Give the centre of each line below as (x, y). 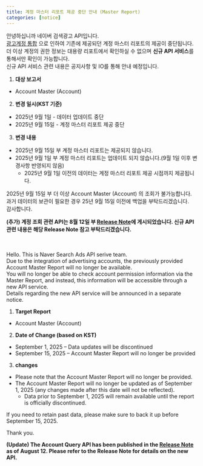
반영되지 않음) (48, 165)
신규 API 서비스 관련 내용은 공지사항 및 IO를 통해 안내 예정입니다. (83, 66)
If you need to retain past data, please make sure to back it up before (92, 414)
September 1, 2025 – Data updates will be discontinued (84, 347)
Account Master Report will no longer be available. (69, 267)
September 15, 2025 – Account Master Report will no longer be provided (105, 353)
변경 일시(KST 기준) (38, 103)
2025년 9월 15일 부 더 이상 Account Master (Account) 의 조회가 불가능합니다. (99, 193)
